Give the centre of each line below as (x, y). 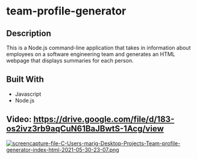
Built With (25, 79)
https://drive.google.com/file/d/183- (104, 120)
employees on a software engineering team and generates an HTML (91, 54)
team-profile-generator (66, 11)
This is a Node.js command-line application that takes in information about (98, 48)
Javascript (28, 94)
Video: (19, 120)
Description (29, 33)
